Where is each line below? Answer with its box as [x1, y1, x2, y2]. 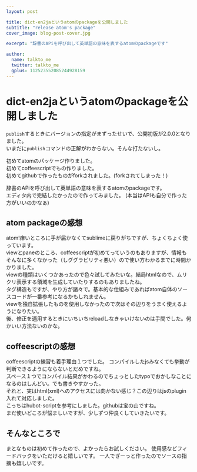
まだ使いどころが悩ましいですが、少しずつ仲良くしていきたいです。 [6, 409, 170, 417]
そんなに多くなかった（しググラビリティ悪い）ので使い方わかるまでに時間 [6, 257, 186, 264]
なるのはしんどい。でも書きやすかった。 [6, 380, 104, 387]
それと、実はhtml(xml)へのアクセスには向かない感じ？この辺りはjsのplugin [6, 387, 187, 395]
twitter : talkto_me [11, 62, 59, 68]
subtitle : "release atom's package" [6, 25, 96, 31]
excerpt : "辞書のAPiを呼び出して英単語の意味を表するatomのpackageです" [6, 41, 169, 47]
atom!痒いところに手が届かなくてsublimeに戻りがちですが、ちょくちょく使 [6, 234, 188, 241]
